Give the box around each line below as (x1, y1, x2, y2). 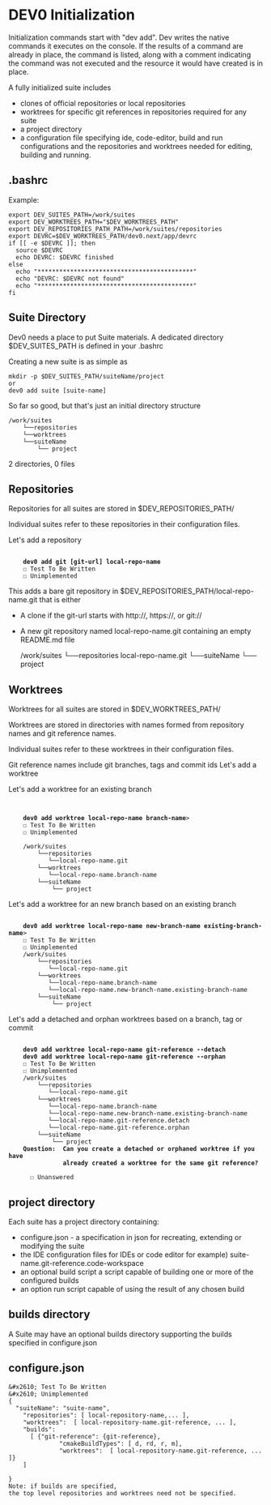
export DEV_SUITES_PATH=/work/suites (8, 211, 136, 219)
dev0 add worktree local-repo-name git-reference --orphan (23, 1053, 227, 1061)
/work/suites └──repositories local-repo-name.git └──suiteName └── (19, 651, 257, 661)
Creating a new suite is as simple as (8, 357, 128, 366)
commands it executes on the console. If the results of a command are (8, 41, 243, 50)
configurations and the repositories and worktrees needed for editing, (19, 141, 253, 151)
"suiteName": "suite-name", (15, 1404, 111, 1412)
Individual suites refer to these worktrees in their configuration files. (8, 744, 235, 755)
